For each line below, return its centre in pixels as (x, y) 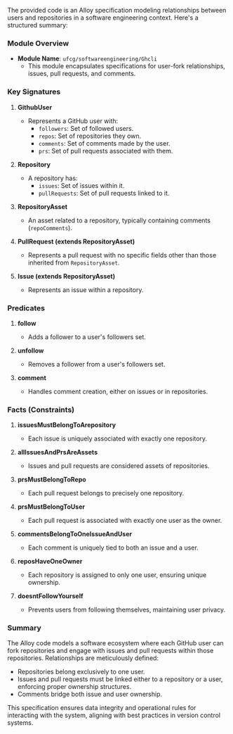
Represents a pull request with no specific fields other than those (122, 255)
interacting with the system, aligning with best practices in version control (114, 715)
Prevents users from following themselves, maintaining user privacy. (127, 610)
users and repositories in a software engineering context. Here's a (103, 18)
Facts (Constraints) (41, 410)
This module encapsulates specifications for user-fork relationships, (127, 66)
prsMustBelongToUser (51, 507)
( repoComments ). (50, 227)
